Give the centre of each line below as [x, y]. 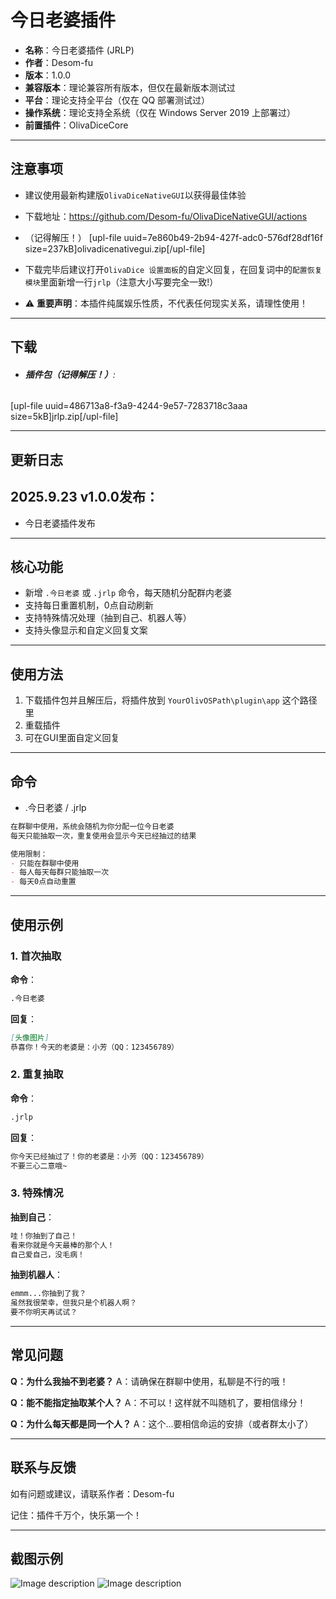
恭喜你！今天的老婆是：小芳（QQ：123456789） [94, 1047]
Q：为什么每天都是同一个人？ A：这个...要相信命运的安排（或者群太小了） [162, 1423]
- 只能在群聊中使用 [45, 863]
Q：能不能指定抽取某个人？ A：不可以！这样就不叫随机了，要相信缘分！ [158, 1402]
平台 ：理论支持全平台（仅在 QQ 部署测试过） [117, 100]
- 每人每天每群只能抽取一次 [60, 872]
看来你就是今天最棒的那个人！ [62, 1245]
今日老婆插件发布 [60, 523]
